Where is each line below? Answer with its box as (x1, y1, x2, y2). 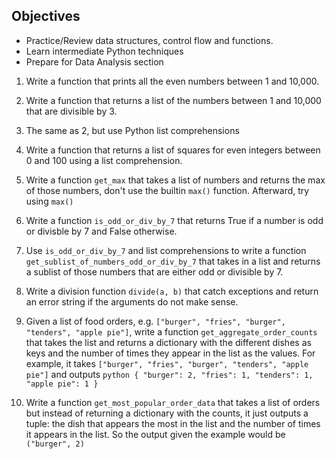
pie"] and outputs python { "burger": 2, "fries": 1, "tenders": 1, (25, 368, 314, 380)
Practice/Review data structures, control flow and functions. (25, 34, 274, 46)
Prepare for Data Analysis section (25, 55, 164, 68)
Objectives (11, 8, 81, 25)
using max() (25, 195, 74, 207)
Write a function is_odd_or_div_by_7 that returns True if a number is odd (25, 214, 324, 226)
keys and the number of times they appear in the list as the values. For (25, 347, 316, 359)
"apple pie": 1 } (25, 379, 99, 389)
